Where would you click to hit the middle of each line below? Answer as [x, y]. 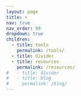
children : [18, 39]
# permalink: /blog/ [37, 84]
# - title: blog [29, 78]
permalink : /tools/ [41, 51]
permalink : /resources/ [46, 67]
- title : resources [35, 61]
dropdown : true [25, 34]
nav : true [18, 23]
